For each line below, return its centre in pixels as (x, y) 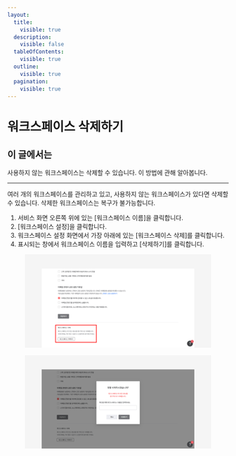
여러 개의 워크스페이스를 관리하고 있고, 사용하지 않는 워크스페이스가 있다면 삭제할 (118, 194)
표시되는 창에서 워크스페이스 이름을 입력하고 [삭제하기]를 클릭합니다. (111, 244)
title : (23, 22)
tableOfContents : (39, 52)
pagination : (31, 81)
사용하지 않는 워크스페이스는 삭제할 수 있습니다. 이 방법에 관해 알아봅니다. (107, 173)
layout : (19, 15)
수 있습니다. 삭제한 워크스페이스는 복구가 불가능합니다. (81, 203)
